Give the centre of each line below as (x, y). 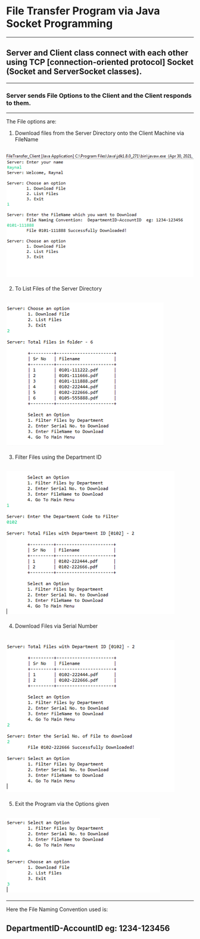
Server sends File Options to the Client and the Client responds (99, 95)
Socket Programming (60, 24)
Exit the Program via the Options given (62, 804)
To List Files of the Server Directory (58, 289)
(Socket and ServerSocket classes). (74, 72)
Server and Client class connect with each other (97, 53)
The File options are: (31, 122)
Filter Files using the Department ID (58, 457)
